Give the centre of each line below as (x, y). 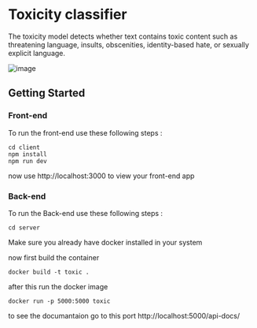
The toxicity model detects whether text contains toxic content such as (123, 36)
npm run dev (28, 161)
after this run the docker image (58, 286)
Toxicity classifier (68, 15)
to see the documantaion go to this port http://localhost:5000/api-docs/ (124, 315)
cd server (24, 227)
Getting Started (47, 93)
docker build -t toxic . (49, 272)
